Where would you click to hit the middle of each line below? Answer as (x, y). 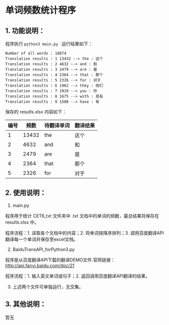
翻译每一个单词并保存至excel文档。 (42, 239)
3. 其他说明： (26, 304)
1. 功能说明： (25, 31)
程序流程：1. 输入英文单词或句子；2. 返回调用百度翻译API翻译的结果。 (78, 276)
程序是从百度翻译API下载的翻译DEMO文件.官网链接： (60, 260)
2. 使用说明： (26, 193)
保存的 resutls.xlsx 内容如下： (36, 112)
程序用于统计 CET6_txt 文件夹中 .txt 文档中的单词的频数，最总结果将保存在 (82, 216)
